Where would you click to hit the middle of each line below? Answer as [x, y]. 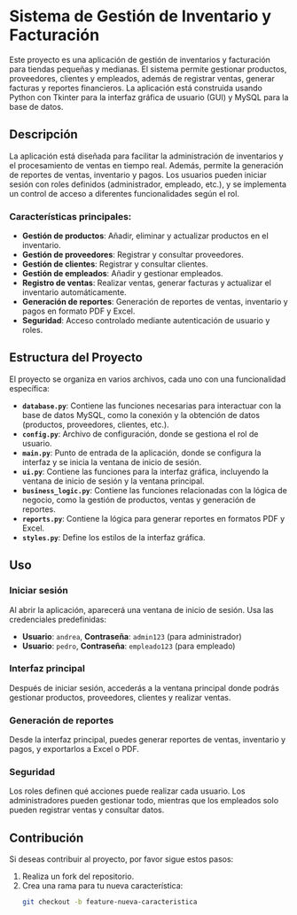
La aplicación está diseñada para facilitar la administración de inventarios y [146, 156]
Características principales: [70, 216]
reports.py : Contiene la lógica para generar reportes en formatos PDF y [153, 518]
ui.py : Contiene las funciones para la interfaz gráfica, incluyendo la [145, 471]
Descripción [43, 135]
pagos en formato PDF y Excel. [78, 311]
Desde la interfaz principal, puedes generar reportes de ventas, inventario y [148, 740]
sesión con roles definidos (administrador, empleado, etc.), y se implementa [148, 184]
